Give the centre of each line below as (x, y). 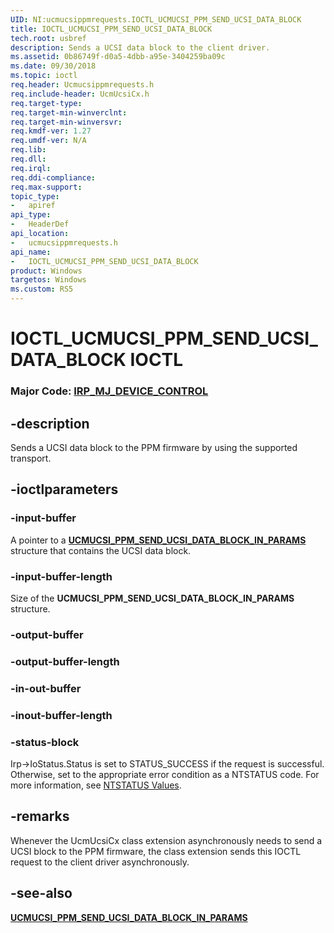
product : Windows (46, 271)
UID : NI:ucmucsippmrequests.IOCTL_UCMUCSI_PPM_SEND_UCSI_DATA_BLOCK (156, 19)
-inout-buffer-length (61, 715)
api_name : (31, 252)
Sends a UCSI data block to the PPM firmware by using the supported (154, 447)
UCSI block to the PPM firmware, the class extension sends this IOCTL (156, 851)
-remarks (40, 816)
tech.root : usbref (48, 38)
